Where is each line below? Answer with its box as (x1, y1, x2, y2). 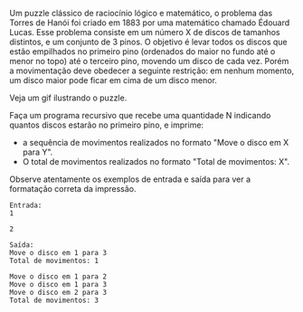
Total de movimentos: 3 (9, 296, 99, 305)
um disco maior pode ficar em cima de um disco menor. (9, 75, 217, 85)
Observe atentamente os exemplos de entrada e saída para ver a (9, 174, 251, 184)
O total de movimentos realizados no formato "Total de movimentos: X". (22, 156, 290, 166)
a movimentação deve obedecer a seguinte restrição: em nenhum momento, (9, 65, 295, 76)
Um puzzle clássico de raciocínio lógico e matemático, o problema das (9, 8, 273, 18)
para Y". (22, 147, 53, 157)
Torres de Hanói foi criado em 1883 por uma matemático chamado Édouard (9, 17, 290, 28)
